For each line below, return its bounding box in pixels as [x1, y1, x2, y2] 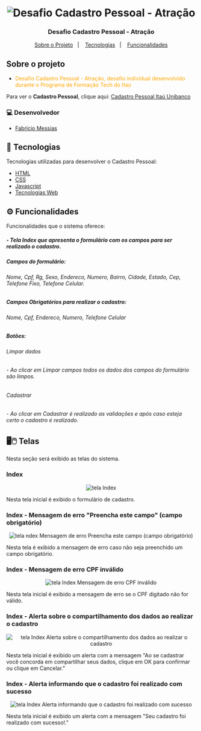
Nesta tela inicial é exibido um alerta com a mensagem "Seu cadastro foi [6, 712, 187, 720]
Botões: [6, 332, 26, 340]
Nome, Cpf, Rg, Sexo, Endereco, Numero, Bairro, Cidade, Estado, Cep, [6, 273, 181, 280]
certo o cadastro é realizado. [6, 417, 79, 424]
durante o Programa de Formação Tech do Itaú [14, 82, 131, 89]
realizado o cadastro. [6, 242, 61, 250]
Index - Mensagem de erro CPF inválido [6, 565, 124, 573]
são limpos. [6, 373, 35, 380]
